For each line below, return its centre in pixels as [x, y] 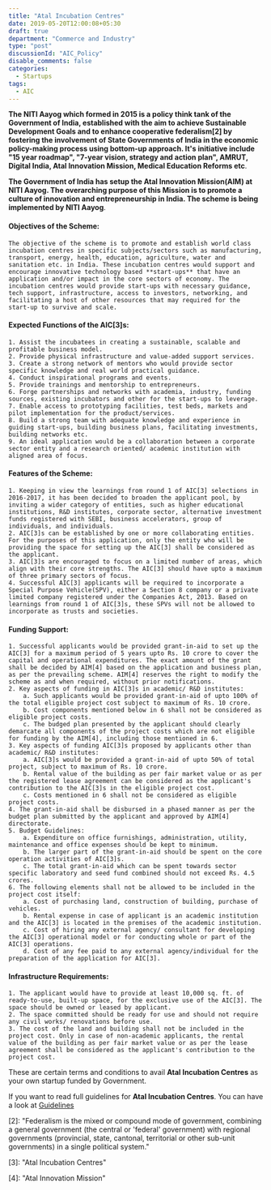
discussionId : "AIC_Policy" [56, 54]
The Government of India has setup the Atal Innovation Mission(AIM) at [131, 182]
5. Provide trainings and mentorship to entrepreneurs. [104, 385]
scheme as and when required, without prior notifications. [112, 682]
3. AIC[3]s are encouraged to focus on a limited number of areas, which [135, 561]
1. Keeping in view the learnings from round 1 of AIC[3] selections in [133, 490]
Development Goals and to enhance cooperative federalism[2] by [121, 131]
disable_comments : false [50, 62]
